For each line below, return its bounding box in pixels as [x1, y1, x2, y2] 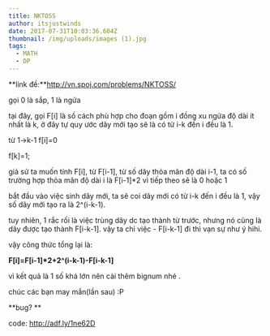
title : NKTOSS [8, 11, 57, 20]
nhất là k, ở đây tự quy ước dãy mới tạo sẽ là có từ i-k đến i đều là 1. [8, 119, 234, 129]
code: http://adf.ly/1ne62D [8, 318, 96, 328]
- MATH [15, 50, 38, 58]
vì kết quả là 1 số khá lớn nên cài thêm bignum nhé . [8, 271, 181, 281]
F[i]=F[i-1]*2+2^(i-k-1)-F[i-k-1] [8, 255, 114, 265]
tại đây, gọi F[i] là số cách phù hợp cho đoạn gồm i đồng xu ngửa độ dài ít [8, 110, 255, 120]
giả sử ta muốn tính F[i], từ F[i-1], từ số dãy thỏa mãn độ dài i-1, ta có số [8, 166, 247, 176]
